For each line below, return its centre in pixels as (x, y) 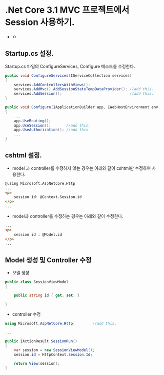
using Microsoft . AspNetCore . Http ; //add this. (61, 323)
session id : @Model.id (38, 234)
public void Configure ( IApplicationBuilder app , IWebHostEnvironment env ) (83, 107)
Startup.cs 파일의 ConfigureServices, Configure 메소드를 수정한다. (70, 66)
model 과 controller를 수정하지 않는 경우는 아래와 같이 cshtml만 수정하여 (82, 168)
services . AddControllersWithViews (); (52, 85)
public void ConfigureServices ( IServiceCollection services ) (69, 76)
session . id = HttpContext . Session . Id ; (53, 355)
